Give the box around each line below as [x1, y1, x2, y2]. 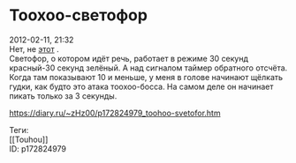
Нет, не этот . [9, 43, 59, 54]
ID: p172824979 [9, 143, 66, 154]
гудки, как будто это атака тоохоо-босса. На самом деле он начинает [9, 81, 274, 92]
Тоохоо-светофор [9, 5, 148, 26]
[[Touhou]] [9, 134, 49, 144]
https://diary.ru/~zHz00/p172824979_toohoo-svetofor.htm [9, 107, 221, 118]
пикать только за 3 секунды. [9, 90, 118, 101]
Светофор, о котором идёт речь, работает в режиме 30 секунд [9, 53, 249, 63]
